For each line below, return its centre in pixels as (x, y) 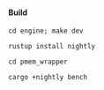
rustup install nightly (52, 47)
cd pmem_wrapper (38, 62)
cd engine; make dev (46, 31)
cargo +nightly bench (48, 78)
